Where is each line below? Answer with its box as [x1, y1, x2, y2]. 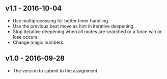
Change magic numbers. [12, 39, 65, 45]
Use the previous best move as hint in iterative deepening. [12, 23, 135, 29]
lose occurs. [12, 34, 39, 40]
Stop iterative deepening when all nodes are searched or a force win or [12, 28, 162, 35]
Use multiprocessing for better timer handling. [12, 17, 109, 23]
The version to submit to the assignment [12, 67, 98, 73]
